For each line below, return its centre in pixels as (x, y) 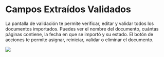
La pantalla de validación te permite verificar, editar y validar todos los (80, 23)
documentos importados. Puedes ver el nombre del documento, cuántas (82, 28)
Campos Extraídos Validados (68, 9)
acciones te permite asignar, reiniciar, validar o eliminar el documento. (79, 40)
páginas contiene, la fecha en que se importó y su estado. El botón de (79, 34)
